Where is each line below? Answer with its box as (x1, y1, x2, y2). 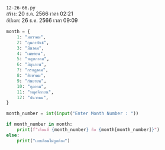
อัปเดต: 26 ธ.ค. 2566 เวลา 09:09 (6, 17, 78, 24)
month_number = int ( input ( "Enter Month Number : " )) (6, 110, 139, 117)
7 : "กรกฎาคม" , (17, 67, 48, 73)
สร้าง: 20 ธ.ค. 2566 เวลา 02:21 (6, 10, 73, 17)
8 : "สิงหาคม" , (17, 73, 46, 79)
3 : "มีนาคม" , (17, 45, 44, 51)
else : (6, 132, 20, 138)
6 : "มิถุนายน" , (17, 61, 47, 67)
